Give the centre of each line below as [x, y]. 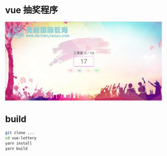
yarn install [19, 144]
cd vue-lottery [21, 138]
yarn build [16, 149]
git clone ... [20, 133]
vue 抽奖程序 [32, 10]
